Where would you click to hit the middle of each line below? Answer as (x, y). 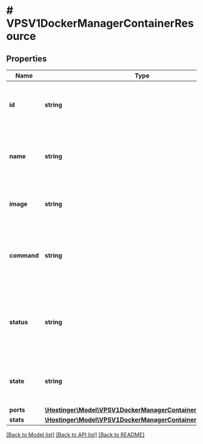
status (19, 322)
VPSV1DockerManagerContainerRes (100, 23)
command (24, 255)
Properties (27, 58)
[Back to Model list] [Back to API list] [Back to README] (76, 435)
